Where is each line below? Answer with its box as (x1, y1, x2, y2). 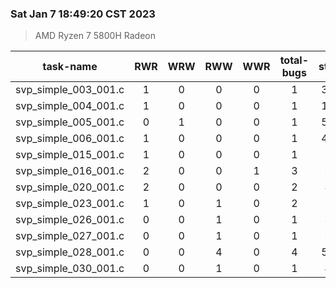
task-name (42, 60, 98, 74)
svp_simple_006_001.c (15, 132, 125, 146)
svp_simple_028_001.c (15, 245, 125, 259)
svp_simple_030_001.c (15, 262, 125, 276)
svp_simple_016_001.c (15, 164, 125, 178)
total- (279, 53, 310, 67)
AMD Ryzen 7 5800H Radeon (34, 30, 156, 42)
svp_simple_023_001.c (15, 197, 125, 211)
